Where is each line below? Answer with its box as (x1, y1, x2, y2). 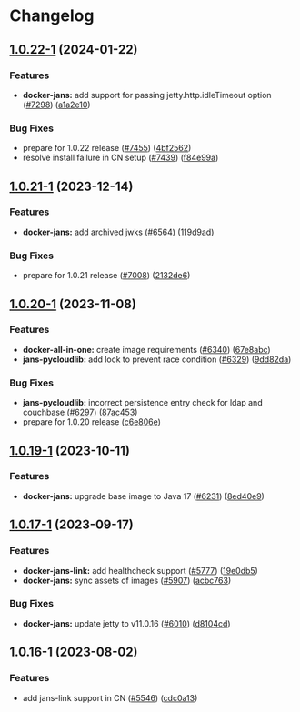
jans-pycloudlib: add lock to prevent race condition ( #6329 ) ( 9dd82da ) (22, 354, 292, 365)
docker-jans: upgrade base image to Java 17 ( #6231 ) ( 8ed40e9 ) (22, 490, 265, 501)
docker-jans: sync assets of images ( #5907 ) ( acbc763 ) (22, 575, 232, 586)
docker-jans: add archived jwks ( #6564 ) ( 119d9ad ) (22, 226, 215, 237)
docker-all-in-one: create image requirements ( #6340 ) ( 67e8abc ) (22, 344, 271, 355)
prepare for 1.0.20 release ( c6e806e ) (22, 416, 162, 427)
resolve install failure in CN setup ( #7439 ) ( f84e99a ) (22, 152, 219, 164)
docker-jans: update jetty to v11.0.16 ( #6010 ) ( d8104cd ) (22, 617, 231, 628)
